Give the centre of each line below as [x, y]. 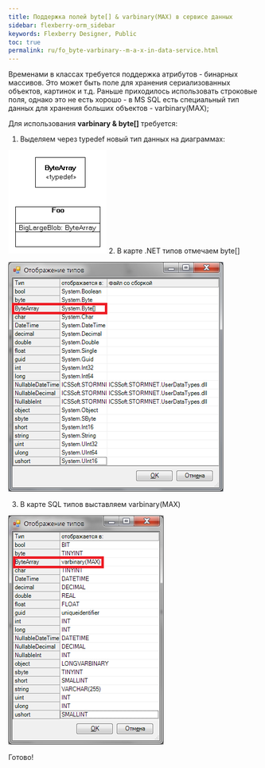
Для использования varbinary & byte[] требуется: [93, 124]
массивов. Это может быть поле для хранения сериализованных [119, 83]
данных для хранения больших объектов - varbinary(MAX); [109, 109]
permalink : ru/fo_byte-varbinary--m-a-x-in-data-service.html [113, 51]
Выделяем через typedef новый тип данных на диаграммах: [122, 139]
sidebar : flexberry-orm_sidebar [62, 25]
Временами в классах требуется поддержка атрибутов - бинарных [123, 74]
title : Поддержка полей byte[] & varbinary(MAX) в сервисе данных [121, 17]
